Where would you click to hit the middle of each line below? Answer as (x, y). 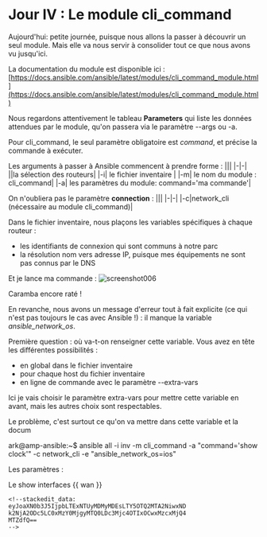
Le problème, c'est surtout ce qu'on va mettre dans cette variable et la (123, 421)
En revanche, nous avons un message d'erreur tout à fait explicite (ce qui (128, 309)
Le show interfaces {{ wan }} (55, 484)
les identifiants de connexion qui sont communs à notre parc (119, 246)
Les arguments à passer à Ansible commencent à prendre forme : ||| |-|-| (128, 165)
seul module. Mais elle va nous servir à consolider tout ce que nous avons (130, 45)
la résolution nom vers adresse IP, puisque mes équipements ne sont (133, 254)
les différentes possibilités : (53, 350)
